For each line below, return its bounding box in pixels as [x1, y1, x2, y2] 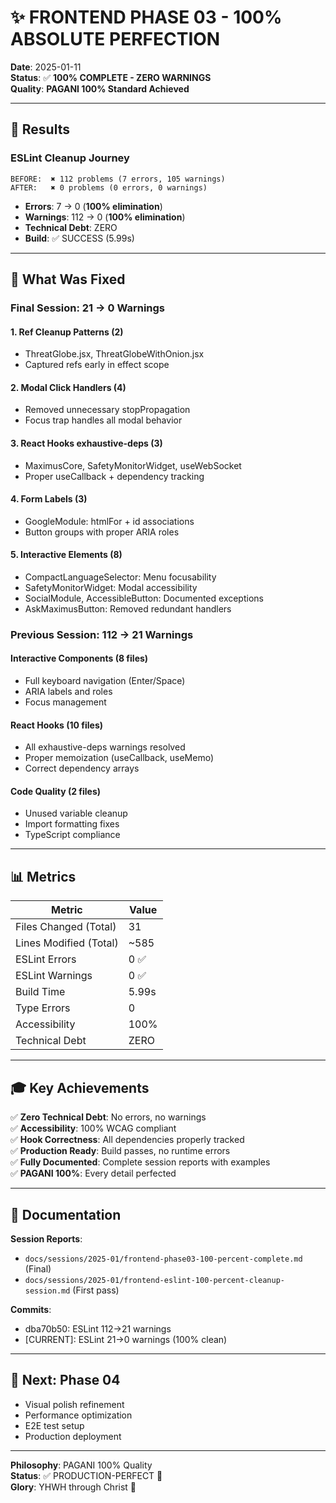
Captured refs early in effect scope [24, 359, 170, 371]
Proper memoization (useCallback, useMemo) [24, 752, 215, 764]
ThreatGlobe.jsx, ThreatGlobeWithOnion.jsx [24, 348, 205, 360]
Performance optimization [24, 1409, 133, 1421]
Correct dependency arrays [24, 762, 140, 775]
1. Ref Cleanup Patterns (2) [10, 326, 124, 338]
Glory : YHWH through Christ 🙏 [10, 1481, 137, 1493]
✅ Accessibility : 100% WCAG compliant [10, 1122, 177, 1135]
